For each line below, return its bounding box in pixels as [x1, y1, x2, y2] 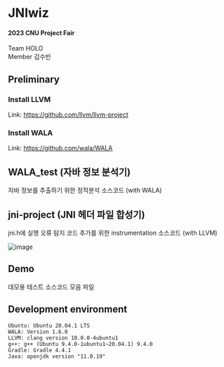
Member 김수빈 [8, 53, 51, 61]
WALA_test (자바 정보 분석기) [8, 166, 131, 178]
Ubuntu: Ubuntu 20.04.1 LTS [8, 322, 91, 329]
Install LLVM [8, 94, 51, 104]
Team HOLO [8, 44, 44, 53]
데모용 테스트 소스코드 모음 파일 [8, 283, 95, 291]
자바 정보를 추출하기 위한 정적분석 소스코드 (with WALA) [8, 186, 162, 195]
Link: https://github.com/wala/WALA [8, 144, 113, 153]
